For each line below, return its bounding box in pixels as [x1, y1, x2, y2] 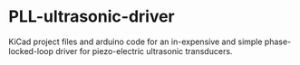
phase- [264, 36, 292, 47]
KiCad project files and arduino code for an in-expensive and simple [8, 36, 263, 47]
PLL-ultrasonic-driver [8, 6, 176, 27]
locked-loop [8, 45, 54, 56]
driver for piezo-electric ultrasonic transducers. [55, 45, 233, 56]
